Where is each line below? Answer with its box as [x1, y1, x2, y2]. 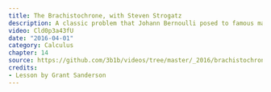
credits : [8, 64, 38, 72]
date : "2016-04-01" [8, 34, 74, 42]
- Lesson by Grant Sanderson [8, 71, 106, 79]
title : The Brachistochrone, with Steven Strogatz [8, 11, 182, 20]
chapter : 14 [8, 49, 48, 57]
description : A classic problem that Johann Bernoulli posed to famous [8, 19, 254, 27]
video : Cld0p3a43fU [8, 26, 74, 34]
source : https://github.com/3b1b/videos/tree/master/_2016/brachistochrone [8, 57, 269, 65]
